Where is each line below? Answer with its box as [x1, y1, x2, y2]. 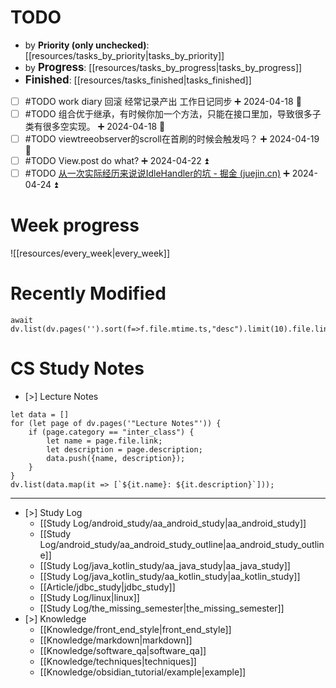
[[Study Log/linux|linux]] [39, 592, 140, 604]
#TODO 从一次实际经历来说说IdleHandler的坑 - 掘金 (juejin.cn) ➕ [24, 167, 290, 180]
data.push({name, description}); [46, 454, 186, 464]
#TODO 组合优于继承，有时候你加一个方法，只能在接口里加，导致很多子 [24, 108, 322, 120]
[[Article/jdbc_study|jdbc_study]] [39, 581, 176, 593]
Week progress [10, 214, 140, 237]
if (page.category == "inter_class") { [28, 427, 195, 438]
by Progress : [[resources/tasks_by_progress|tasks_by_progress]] [24, 60, 303, 74]
